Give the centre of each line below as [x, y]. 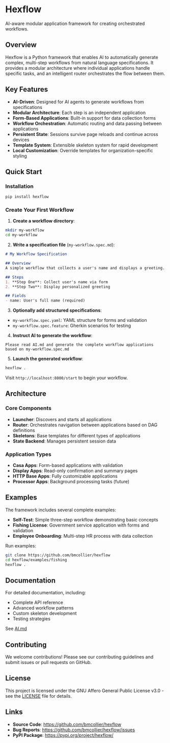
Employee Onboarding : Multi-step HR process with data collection [83, 536]
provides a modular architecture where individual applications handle [78, 68]
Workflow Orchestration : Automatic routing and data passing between [87, 123]
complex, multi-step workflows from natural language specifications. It [79, 63]
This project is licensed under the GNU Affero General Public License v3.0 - [84, 691]
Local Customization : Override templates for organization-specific [83, 150]
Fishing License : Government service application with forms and [81, 525]
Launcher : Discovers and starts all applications [62, 419]
